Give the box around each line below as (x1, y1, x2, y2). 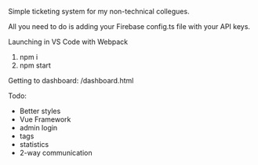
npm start (19, 60, 51, 70)
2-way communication (19, 148, 93, 157)
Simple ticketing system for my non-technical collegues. (8, 7, 190, 16)
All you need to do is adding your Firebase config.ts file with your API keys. (8, 22, 251, 31)
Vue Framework (19, 115, 71, 124)
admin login (19, 123, 58, 132)
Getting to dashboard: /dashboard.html (8, 76, 134, 85)
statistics (19, 140, 49, 148)
